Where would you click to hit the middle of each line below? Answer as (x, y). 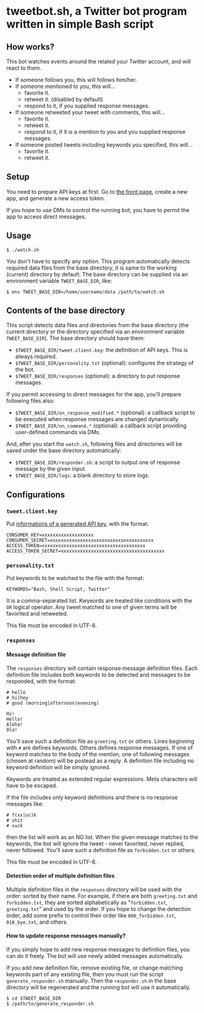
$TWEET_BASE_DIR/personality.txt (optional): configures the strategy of (104, 363)
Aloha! (15, 724)
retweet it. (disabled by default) (64, 99)
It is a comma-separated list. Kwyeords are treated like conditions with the (99, 601)
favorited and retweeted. (37, 614)
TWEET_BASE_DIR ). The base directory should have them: (76, 338)
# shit (15, 820)
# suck (15, 826)
